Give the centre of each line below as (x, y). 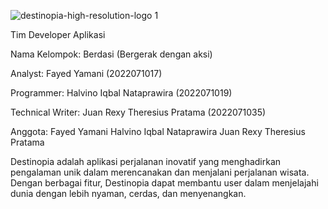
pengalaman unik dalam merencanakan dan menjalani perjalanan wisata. (160, 172)
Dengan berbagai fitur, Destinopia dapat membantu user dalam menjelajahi (164, 183)
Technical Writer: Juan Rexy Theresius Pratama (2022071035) (138, 112)
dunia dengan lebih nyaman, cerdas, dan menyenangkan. (128, 193)
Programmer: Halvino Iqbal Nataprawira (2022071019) (121, 93)
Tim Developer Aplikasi (58, 34)
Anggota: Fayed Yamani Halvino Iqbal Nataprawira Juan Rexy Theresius (158, 131)
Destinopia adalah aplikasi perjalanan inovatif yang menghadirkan (146, 161)
